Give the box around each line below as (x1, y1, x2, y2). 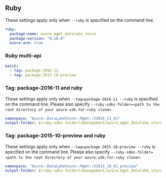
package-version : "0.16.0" (9, 36, 65, 41)
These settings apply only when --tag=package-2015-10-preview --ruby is (5, 143, 156, 149)
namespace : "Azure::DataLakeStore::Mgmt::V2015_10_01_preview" (5, 164, 138, 169)
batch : (5, 63, 19, 68)
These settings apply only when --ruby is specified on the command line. (5, 17, 155, 23)
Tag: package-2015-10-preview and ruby (5, 132, 106, 139)
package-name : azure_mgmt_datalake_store (9, 31, 96, 36)
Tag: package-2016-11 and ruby (5, 84, 83, 91)
